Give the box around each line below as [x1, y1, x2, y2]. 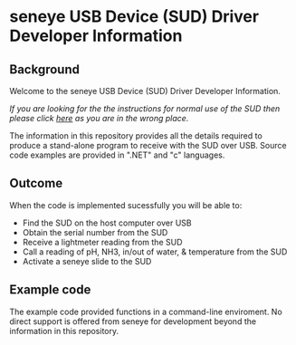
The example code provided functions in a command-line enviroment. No [9, 306, 282, 317]
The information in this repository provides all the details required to [9, 130, 263, 141]
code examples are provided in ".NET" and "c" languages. [9, 149, 225, 160]
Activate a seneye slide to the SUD [22, 255, 152, 266]
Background [9, 62, 80, 77]
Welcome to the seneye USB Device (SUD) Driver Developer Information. [9, 86, 281, 96]
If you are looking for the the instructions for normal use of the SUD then [9, 103, 281, 114]
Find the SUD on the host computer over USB [22, 217, 192, 228]
